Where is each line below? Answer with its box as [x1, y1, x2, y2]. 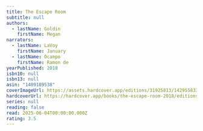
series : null [6, 98, 39, 104]
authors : [6, 20, 28, 26]
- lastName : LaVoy [11, 43, 59, 49]
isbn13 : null [6, 76, 39, 82]
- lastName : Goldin [11, 25, 61, 32]
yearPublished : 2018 [6, 65, 59, 71]
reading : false [6, 104, 45, 110]
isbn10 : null [6, 71, 39, 77]
